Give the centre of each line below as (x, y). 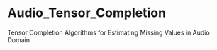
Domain (19, 39)
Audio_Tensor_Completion (87, 13)
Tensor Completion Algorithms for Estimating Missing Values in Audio (109, 32)
